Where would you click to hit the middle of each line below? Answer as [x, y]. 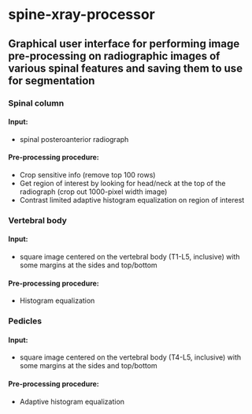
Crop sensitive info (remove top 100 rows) [87, 174]
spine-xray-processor [82, 15]
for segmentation [52, 80]
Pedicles [25, 321]
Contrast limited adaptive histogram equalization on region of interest [132, 200]
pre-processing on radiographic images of [114, 56]
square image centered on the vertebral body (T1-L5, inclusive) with [130, 257]
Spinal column [36, 103]
